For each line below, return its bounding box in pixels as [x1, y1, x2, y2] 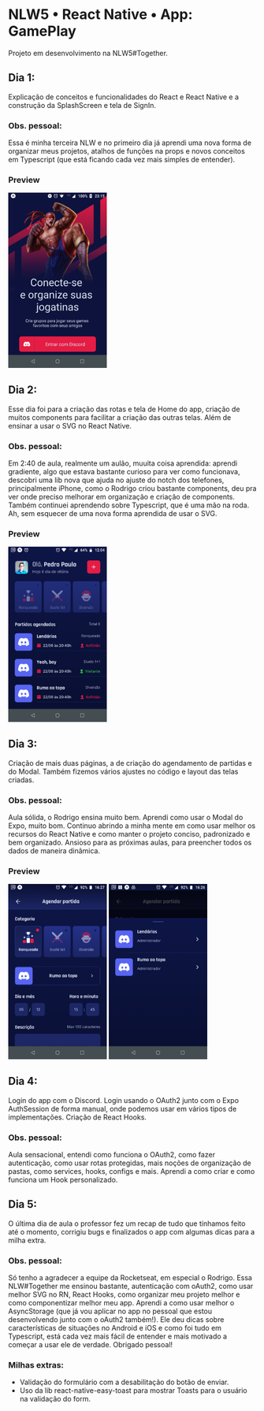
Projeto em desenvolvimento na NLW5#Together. [8, 48, 168, 58]
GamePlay [8, 22, 76, 40]
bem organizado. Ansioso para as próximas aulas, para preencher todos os [8, 837, 252, 847]
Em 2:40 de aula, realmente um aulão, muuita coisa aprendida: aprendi [8, 459, 238, 468]
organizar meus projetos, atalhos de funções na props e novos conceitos [8, 147, 246, 156]
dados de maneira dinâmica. [8, 845, 101, 856]
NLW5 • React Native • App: [8, 6, 193, 24]
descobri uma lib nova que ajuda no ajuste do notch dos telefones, [8, 475, 225, 485]
